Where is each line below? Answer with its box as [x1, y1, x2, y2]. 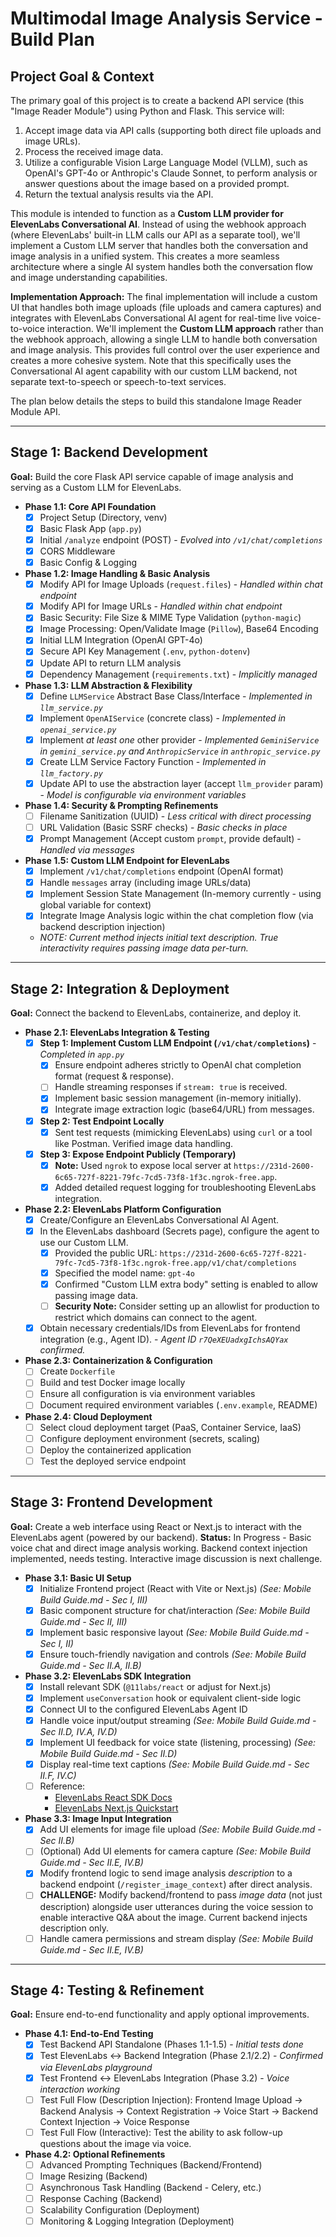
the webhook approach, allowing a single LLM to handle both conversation [10, 333, 318, 345]
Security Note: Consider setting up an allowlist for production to [54, 1300, 320, 1312]
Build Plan [10, 28, 95, 51]
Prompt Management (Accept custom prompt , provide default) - [39, 833, 302, 845]
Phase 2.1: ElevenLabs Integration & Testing [24, 1027, 210, 1039]
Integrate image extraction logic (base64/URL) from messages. [54, 1103, 315, 1116]
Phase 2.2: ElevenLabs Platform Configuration [24, 1203, 222, 1215]
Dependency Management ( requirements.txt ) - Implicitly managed [39, 668, 318, 680]
